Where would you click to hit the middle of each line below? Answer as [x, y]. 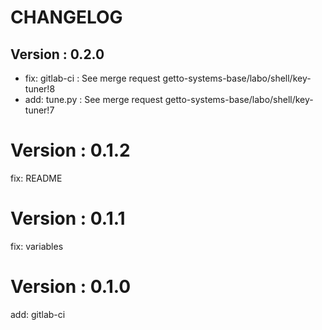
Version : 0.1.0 [71, 287]
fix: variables [37, 246]
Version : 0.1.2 [70, 150]
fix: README [36, 178]
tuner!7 [39, 110]
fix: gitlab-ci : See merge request [92, 78]
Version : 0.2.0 [57, 54]
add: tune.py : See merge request [93, 99]
